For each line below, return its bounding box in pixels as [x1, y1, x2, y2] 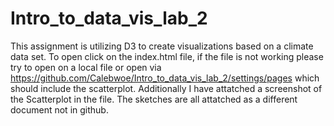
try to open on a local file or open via [10, 61, 162, 73]
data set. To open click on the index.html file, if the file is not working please [10, 50, 324, 62]
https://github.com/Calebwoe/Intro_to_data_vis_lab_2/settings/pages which [10, 72, 320, 84]
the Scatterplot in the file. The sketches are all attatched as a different [10, 93, 298, 105]
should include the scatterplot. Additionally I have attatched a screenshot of [10, 82, 323, 94]
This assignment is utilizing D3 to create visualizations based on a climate [10, 40, 314, 52]
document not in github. [10, 103, 109, 116]
